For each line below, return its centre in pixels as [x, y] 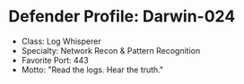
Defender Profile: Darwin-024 [122, 17]
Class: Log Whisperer [61, 41]
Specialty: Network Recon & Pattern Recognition [111, 50]
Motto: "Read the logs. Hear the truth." [92, 70]
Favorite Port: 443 [55, 60]
